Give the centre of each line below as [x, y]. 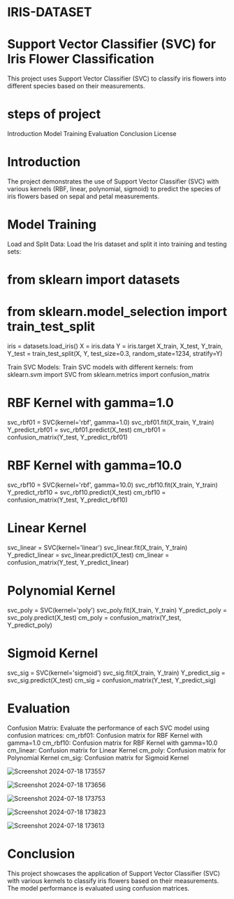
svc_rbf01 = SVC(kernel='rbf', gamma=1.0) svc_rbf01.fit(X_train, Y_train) [111, 422]
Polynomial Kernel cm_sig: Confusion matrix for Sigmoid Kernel [98, 757]
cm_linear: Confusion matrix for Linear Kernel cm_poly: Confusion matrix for [117, 750]
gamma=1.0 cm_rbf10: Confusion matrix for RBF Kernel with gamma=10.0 [112, 743]
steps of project [54, 115]
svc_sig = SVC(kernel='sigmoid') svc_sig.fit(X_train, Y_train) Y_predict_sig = [116, 673]
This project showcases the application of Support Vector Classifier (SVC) [114, 873]
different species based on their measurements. [76, 86]
